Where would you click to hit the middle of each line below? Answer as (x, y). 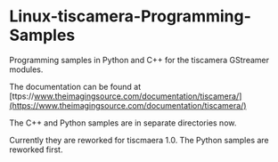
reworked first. (36, 150)
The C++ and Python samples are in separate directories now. (123, 123)
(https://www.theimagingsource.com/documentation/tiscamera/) (128, 105)
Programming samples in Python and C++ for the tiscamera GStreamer (139, 60)
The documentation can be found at (75, 86)
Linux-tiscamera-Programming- (131, 16)
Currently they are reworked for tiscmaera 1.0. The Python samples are (139, 140)
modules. (26, 69)
